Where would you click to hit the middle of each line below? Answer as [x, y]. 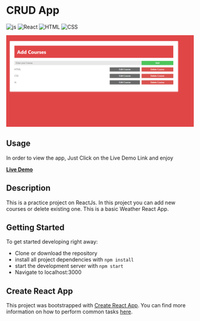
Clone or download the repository [56, 253]
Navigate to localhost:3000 [48, 272]
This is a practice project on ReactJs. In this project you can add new [91, 202]
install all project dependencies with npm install [74, 260]
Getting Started [35, 228]
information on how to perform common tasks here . [69, 312]
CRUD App [33, 10]
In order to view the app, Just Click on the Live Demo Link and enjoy [90, 158]
